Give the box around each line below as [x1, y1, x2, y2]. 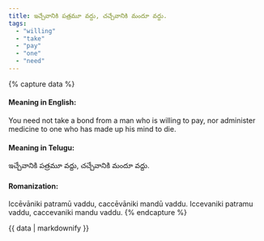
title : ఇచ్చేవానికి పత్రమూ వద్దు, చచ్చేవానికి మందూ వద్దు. [8, 11, 168, 20]
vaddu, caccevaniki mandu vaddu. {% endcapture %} [8, 208, 188, 218]
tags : [8, 19, 27, 27]
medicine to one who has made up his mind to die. [8, 125, 177, 134]
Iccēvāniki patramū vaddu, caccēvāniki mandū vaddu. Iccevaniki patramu [8, 199, 253, 209]
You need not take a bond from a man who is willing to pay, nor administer [8, 116, 256, 125]
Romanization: [8, 181, 59, 191]
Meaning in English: [8, 98, 77, 108]
